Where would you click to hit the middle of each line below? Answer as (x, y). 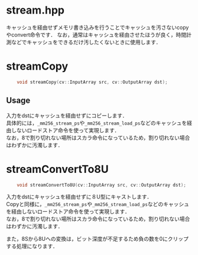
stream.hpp (35, 10)
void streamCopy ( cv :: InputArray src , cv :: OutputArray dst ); (92, 82)
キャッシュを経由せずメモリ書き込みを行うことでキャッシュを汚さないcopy (98, 27)
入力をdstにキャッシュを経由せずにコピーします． (67, 115)
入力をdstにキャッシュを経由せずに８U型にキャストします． (79, 197)
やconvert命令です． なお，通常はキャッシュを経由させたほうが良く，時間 (96, 35)
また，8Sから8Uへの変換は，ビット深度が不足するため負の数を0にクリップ (98, 239)
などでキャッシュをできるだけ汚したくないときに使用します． (86, 42)
